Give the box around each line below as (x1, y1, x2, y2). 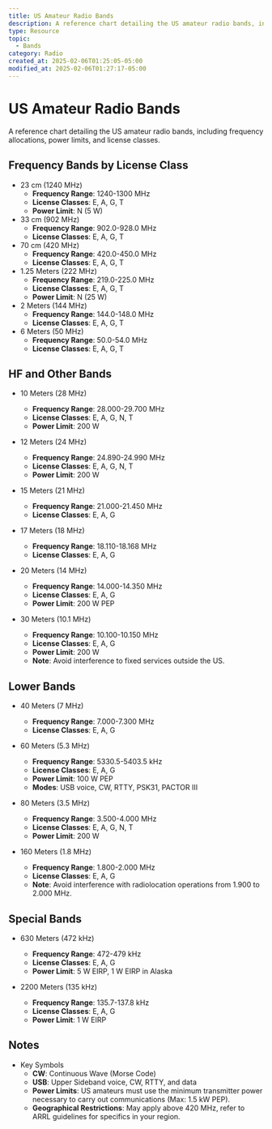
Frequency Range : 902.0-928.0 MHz (32, 223, 157, 233)
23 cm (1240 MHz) (19, 180, 83, 190)
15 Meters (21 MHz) (19, 485, 85, 495)
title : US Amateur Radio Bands (8, 11, 114, 20)
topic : (8, 34, 31, 43)
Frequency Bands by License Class (8, 159, 189, 173)
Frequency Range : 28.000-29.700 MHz (32, 404, 165, 414)
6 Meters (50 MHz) (19, 326, 84, 336)
